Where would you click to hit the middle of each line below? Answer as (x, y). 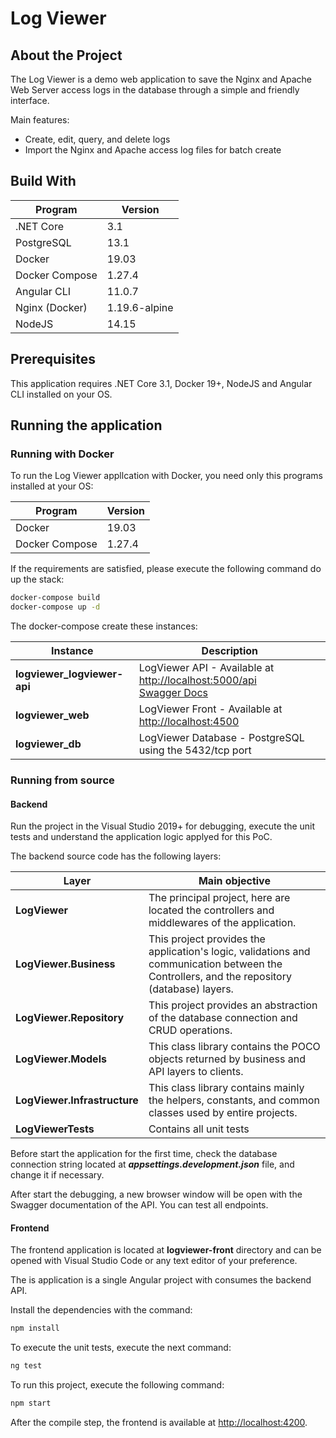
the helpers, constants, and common (234, 1100)
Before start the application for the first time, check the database (144, 1154)
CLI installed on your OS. (61, 394)
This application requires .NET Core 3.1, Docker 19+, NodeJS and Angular (161, 383)
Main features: (40, 120)
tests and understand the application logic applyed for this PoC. (141, 837)
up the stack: (37, 579)
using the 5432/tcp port (195, 750)
